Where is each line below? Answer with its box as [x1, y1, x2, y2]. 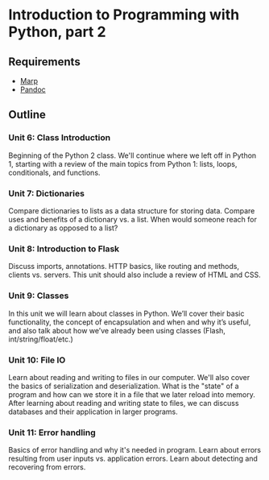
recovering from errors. [8, 462, 86, 472]
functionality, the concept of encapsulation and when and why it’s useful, [8, 317, 251, 327]
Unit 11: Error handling [8, 427, 97, 438]
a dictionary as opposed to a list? [8, 223, 118, 233]
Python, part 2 [8, 23, 106, 41]
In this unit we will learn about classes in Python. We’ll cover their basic [8, 308, 245, 318]
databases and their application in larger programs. [8, 407, 179, 416]
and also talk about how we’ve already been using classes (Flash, [8, 325, 226, 335]
